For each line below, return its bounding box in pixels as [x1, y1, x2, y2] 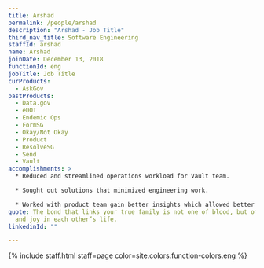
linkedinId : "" [8, 222, 58, 230]
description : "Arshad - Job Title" [8, 26, 125, 34]
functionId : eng [8, 63, 61, 71]
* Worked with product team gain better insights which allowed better [15, 200, 255, 208]
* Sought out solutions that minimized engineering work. [15, 186, 210, 194]
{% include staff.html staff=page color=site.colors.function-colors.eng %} [8, 251, 247, 260]
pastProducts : [8, 92, 55, 100]
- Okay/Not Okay [15, 128, 68, 136]
